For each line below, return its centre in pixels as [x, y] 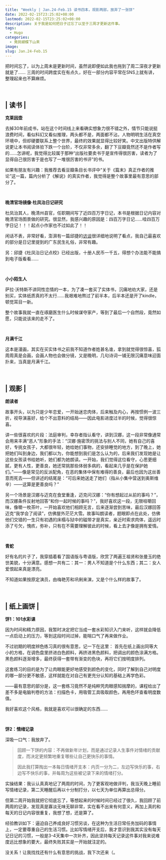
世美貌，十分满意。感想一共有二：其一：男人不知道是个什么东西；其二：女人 [83, 563]
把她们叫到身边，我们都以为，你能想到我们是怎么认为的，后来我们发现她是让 [83, 454]
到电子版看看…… [22, 259]
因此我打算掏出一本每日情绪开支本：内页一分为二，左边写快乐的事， [86, 767]
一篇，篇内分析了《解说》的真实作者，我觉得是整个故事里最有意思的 [85, 176]
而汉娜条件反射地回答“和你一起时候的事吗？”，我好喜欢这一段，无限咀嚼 [79, 501]
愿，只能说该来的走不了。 [31, 319]
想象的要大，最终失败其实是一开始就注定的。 [63, 842]
